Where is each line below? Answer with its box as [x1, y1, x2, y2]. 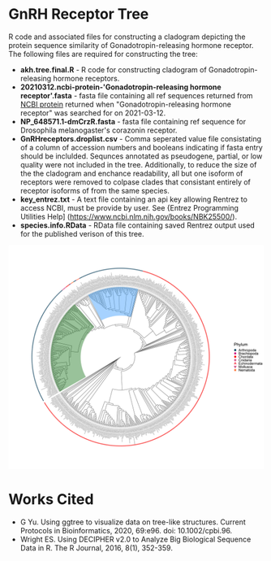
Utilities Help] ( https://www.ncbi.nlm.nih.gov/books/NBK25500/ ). [19, 211, 238, 221]
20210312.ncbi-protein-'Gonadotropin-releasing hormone [19, 82, 222, 92]
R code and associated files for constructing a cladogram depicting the [8, 32, 246, 41]
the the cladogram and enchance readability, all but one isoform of [19, 168, 243, 178]
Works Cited [8, 490, 94, 509]
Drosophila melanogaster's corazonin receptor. [19, 125, 178, 135]
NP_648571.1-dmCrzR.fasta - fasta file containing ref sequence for [19, 116, 247, 126]
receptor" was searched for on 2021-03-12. [19, 107, 166, 118]
